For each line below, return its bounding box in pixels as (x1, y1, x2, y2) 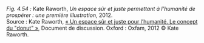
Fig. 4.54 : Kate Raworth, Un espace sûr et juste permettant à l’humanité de (6, 5, 195, 12)
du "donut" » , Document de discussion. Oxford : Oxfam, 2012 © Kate (6, 24, 179, 31)
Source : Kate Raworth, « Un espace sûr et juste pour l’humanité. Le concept (6, 18, 198, 25)
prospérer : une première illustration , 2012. (6, 12, 113, 19)
